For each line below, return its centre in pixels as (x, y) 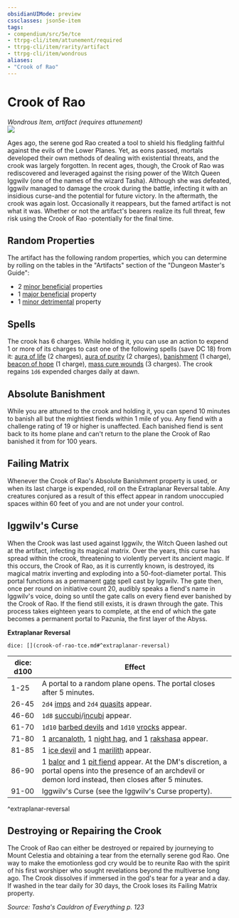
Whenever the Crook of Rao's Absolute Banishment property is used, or (112, 480)
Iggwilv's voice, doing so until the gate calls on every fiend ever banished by (119, 596)
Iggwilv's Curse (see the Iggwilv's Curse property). (127, 791)
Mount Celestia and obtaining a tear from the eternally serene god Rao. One (118, 855)
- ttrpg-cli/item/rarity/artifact (59, 47)
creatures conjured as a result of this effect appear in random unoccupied (116, 496)
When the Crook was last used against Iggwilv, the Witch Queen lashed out (117, 543)
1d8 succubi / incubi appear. (86, 715)
